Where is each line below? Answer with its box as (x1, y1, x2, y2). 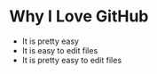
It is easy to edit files (21, 45, 98, 55)
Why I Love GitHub (9, 6, 149, 27)
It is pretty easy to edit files (21, 54, 122, 65)
